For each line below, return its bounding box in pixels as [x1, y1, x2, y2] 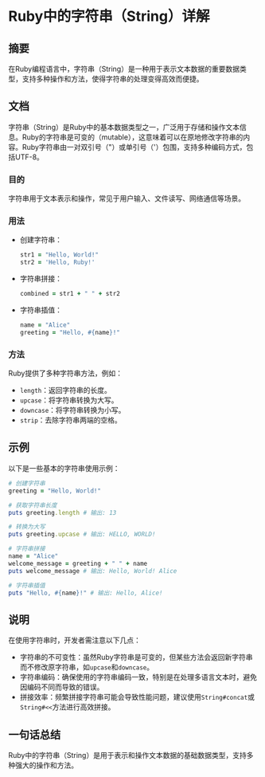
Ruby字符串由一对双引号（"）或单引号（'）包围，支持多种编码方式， [21, 142, 247, 151]
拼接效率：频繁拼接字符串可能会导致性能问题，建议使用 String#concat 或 [19, 693, 255, 702]
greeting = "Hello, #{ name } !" [19, 328, 121, 336]
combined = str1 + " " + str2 [19, 290, 121, 298]
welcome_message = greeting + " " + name [8, 559, 148, 567]
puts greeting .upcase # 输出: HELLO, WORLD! [8, 531, 156, 539]
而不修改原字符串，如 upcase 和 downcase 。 [19, 662, 154, 672]
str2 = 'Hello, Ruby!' [19, 258, 95, 267]
